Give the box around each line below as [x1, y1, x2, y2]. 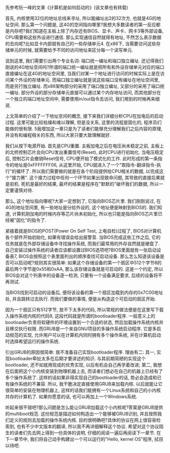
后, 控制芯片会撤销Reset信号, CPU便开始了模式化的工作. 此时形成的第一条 [5, 155, 158, 161]
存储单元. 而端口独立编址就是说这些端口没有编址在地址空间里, [31, 77, 160, 83]
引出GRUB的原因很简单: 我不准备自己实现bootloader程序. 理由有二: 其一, [5, 349, 156, 355]
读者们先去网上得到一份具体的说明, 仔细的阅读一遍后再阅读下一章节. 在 [14, 430, 161, 436]
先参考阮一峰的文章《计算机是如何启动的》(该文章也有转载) [5, 5, 129, 10]
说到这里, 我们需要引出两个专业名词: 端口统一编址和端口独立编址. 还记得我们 [5, 58, 163, 63]
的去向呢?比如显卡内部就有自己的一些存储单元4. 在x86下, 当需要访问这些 [5, 41, 156, 47]
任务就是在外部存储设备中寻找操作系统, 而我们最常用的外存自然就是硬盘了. [5, 241, 160, 246]
